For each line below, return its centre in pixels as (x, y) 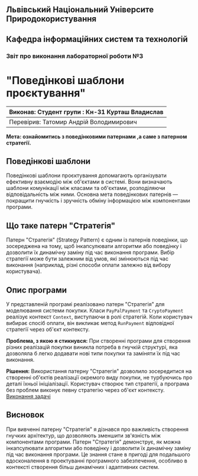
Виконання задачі (29, 397)
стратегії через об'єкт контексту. (48, 329)
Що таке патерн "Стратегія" (61, 225)
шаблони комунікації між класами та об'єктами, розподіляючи (86, 188)
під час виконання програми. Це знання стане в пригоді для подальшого (98, 454)
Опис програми (36, 290)
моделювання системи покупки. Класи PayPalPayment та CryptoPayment (95, 311)
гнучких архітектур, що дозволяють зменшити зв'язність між (84, 435)
